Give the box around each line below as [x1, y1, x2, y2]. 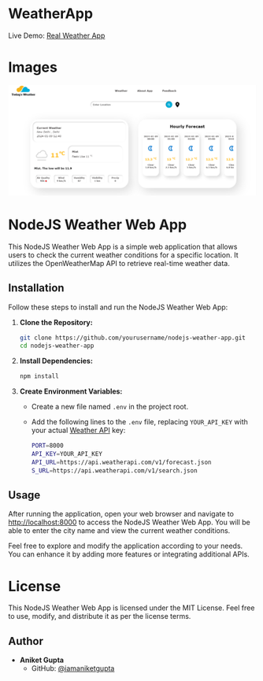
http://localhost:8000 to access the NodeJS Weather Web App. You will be [8, 517, 250, 527]
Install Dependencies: [19, 356, 93, 366]
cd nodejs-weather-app [19, 342, 94, 350]
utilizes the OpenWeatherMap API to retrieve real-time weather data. [8, 258, 230, 268]
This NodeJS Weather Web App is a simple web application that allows [8, 242, 238, 251]
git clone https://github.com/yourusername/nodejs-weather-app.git [19, 334, 246, 342]
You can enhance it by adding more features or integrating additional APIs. [8, 550, 250, 559]
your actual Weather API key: [31, 426, 126, 435]
